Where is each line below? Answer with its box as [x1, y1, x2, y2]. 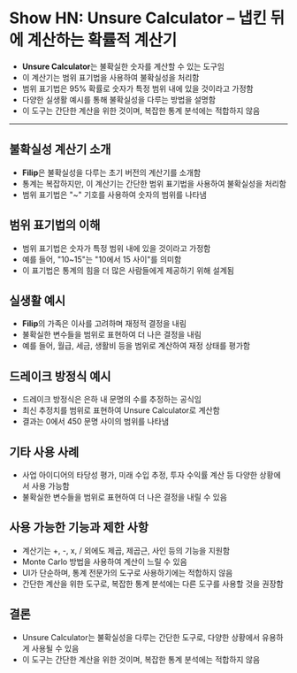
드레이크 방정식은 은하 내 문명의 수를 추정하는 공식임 [21, 394, 202, 405]
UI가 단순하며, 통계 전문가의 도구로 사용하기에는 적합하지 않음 [21, 567, 233, 577]
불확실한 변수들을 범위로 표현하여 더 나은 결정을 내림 [21, 329, 202, 340]
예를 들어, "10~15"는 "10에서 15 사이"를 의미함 [21, 254, 182, 264]
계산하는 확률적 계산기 [27, 30, 178, 50]
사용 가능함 [31, 481, 70, 491]
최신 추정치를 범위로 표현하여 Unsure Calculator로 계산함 [21, 405, 221, 416]
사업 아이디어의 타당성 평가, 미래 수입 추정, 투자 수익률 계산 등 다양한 [21, 470, 258, 480]
